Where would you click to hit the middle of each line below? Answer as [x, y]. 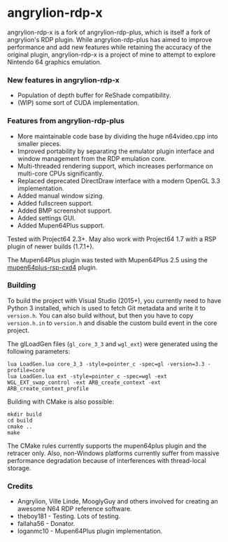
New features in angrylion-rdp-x [64, 80]
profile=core [26, 370]
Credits [20, 486]
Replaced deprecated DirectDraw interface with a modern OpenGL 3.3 [119, 180]
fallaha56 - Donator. [46, 524]
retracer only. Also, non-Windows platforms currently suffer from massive [113, 453]
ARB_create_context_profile [48, 388]
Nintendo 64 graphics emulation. [55, 62]
